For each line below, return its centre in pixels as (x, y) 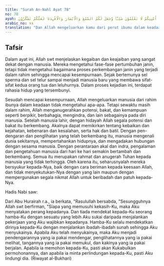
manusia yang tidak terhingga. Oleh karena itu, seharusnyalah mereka (75, 162)
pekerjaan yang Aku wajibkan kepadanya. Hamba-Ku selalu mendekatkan (79, 222)
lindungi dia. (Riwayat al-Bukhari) (38, 258)
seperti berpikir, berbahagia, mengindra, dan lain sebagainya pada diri (76, 115)
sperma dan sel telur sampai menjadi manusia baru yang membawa (73, 80)
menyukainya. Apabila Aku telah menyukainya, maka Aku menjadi (71, 232)
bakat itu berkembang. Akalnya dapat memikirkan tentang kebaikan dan (77, 125)
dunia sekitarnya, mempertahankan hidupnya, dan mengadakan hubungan (80, 141)
